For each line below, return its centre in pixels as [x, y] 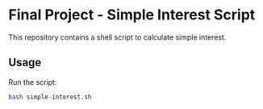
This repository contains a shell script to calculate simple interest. [117, 37]
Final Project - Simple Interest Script [132, 15]
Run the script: [33, 82]
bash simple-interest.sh [50, 97]
